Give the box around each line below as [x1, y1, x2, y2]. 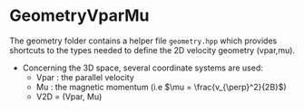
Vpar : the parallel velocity [35, 71, 134, 82]
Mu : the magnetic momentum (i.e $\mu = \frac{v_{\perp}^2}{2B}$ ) [35, 81, 288, 92]
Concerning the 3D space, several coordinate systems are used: [22, 62, 263, 73]
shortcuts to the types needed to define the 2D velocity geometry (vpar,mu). [9, 44, 296, 55]
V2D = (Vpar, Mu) [35, 91, 103, 102]
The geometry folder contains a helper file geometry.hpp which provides [9, 35, 278, 46]
